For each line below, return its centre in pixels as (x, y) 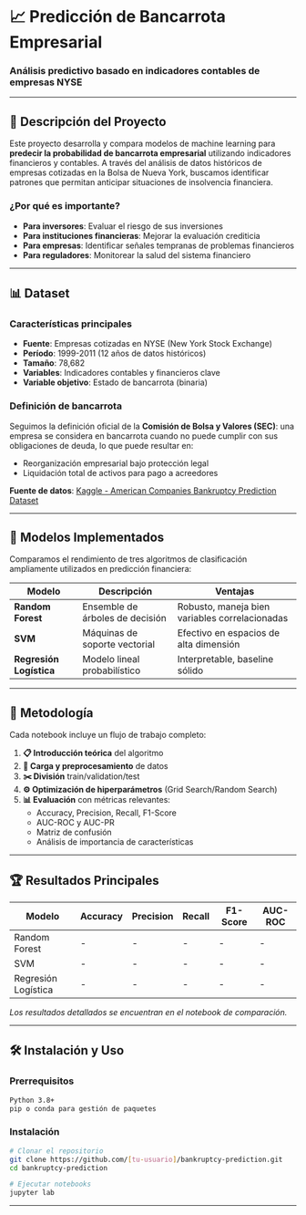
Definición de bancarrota (66, 406)
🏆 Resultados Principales (84, 880)
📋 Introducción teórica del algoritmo (93, 753)
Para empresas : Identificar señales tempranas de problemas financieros (158, 245)
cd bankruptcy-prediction (58, 1168)
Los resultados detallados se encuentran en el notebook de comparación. (148, 1012)
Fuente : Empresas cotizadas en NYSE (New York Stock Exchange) (148, 344)
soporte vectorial (118, 645)
